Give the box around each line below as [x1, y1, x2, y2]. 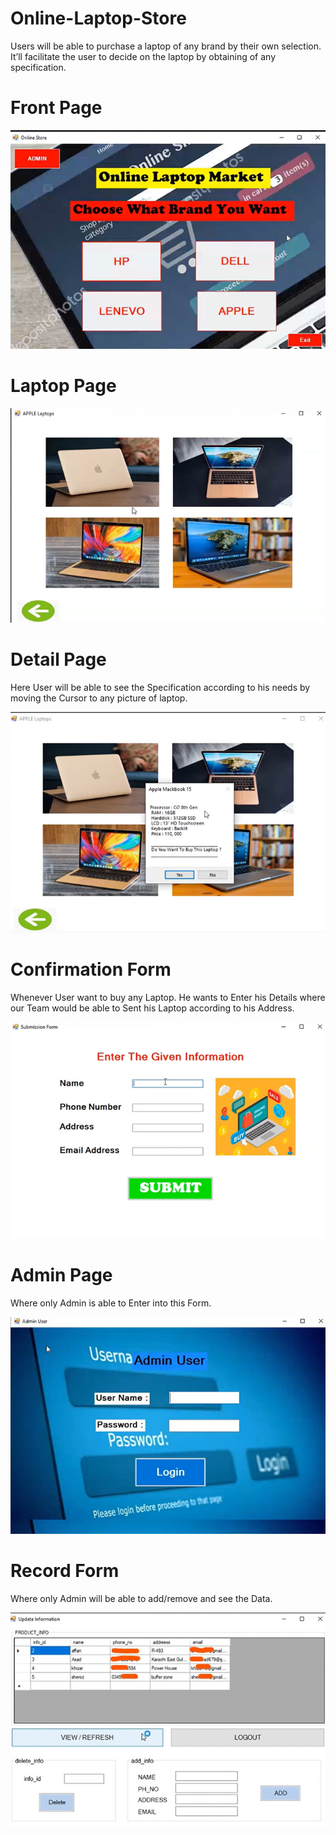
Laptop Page [10, 375, 117, 397]
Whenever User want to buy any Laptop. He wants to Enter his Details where [10, 991, 326, 1003]
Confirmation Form [10, 958, 172, 981]
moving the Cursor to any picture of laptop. [10, 692, 188, 704]
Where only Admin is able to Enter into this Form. [10, 1297, 212, 1309]
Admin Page [10, 1263, 113, 1286]
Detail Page [10, 648, 107, 671]
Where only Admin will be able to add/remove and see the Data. [10, 1592, 273, 1604]
